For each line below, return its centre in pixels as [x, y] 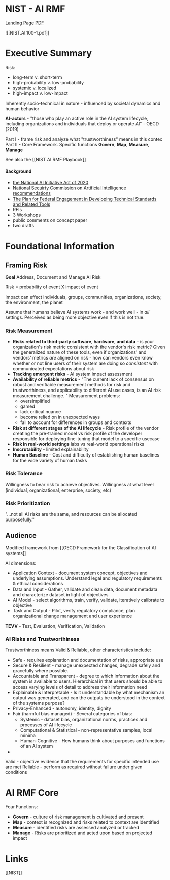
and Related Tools [31, 204]
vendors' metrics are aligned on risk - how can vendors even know [83, 358]
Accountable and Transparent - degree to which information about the [86, 676]
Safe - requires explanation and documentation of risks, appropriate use [88, 660]
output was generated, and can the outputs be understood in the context [89, 698]
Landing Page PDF [25, 23]
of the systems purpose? [39, 703]
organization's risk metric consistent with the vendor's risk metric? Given [89, 347]
